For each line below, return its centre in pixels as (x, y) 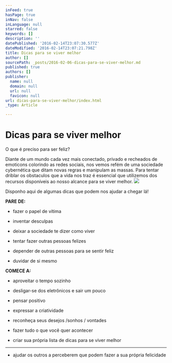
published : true (23, 67)
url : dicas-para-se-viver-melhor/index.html (53, 100)
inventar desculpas (33, 221)
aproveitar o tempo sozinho (42, 281)
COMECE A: (18, 271)
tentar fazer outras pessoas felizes (49, 241)
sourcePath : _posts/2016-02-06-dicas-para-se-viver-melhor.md (73, 62)
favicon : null (25, 96)
